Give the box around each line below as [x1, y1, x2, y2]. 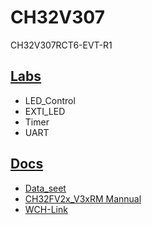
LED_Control [24, 94, 76, 106]
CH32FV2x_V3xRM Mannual [24, 192, 142, 205]
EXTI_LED [24, 105, 66, 117]
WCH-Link [24, 203, 68, 215]
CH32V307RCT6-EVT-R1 [10, 39, 113, 51]
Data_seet [24, 182, 67, 194]
